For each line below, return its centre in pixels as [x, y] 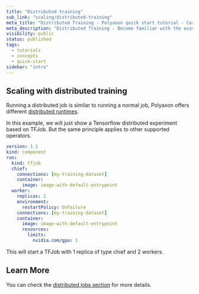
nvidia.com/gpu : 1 [55, 241]
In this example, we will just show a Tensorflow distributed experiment [92, 123]
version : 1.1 [22, 147]
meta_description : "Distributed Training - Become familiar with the [94, 28]
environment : [33, 202]
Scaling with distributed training [67, 91]
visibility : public [30, 34]
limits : [37, 235]
